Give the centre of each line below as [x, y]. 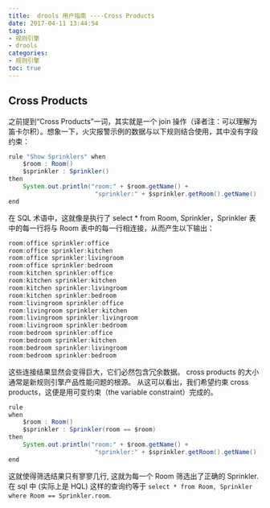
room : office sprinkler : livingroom [66, 258]
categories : [28, 53]
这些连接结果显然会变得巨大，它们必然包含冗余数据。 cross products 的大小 [134, 372]
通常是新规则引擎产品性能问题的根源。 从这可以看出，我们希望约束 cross [129, 382]
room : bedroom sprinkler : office [61, 333]
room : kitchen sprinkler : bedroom [62, 295]
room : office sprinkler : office [59, 243]
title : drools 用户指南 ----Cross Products [82, 16]
